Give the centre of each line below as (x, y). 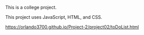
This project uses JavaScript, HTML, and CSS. (54, 17)
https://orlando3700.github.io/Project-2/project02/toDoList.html (72, 27)
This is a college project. (31, 7)
